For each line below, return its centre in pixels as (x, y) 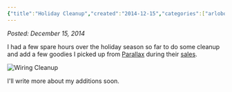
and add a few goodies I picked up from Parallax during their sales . (103, 54)
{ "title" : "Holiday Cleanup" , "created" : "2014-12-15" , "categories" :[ (106, 13)
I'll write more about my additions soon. (63, 81)
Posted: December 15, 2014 (46, 33)
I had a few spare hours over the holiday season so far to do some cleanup (114, 46)
